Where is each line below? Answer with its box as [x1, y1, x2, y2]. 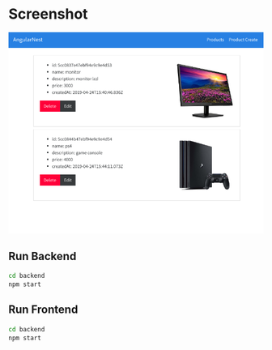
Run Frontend [8, 303, 79, 317]
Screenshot [8, 5, 88, 23]
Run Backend [8, 249, 77, 263]
